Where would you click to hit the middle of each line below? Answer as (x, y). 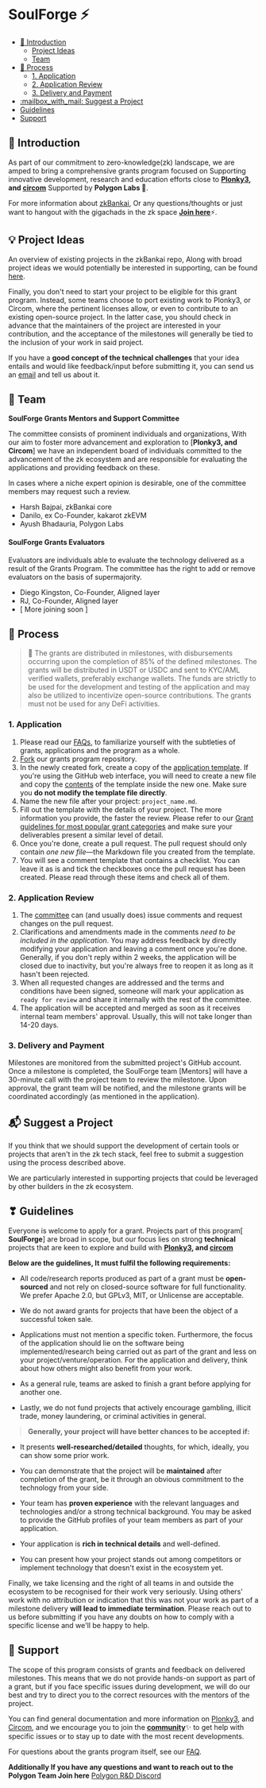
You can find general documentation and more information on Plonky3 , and (131, 1719)
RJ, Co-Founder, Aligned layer (69, 601)
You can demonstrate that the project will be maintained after (121, 1471)
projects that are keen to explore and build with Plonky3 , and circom (121, 1247)
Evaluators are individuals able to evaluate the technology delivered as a (126, 560)
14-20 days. (39, 1024)
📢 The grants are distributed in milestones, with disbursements (130, 653)
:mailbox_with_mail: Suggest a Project (81, 101)
